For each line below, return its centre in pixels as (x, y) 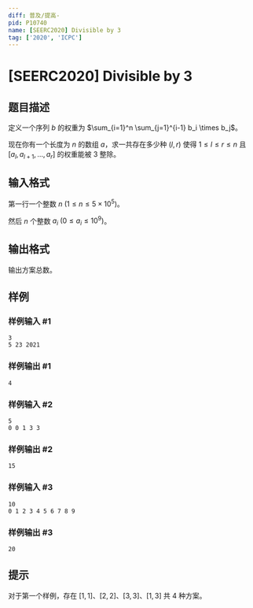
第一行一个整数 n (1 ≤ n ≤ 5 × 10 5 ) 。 (66, 203)
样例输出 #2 (31, 449)
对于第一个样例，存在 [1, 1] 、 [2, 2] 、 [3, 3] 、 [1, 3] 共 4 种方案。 (107, 595)
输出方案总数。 (32, 269)
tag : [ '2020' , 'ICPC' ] (45, 37)
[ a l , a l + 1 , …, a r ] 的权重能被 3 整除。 (64, 156)
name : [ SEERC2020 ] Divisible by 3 (65, 30)
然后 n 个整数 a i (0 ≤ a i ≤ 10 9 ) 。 (60, 221)
